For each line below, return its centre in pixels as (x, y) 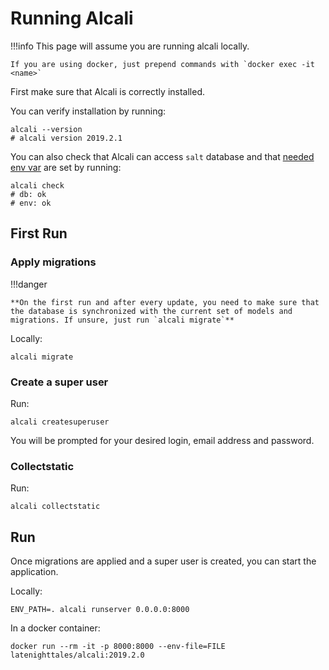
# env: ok (31, 203)
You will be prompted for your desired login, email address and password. (162, 440)
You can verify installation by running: (88, 111)
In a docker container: (55, 628)
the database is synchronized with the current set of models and (151, 311)
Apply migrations (53, 262)
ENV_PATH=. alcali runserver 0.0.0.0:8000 (100, 610)
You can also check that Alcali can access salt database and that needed (162, 156)
